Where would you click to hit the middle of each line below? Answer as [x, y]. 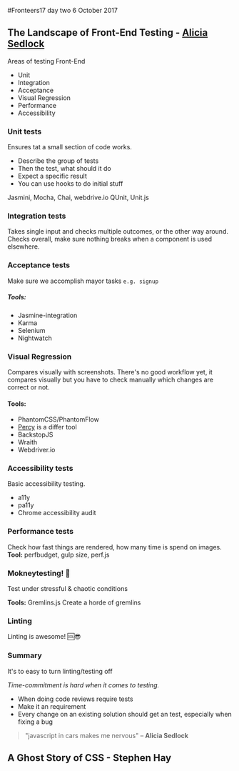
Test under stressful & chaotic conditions [68, 589]
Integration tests [37, 216]
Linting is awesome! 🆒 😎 [44, 637]
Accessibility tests [40, 469]
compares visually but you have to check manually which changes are [111, 379]
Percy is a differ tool [47, 427]
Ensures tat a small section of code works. [70, 147]
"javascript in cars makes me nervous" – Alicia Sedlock [107, 735]
